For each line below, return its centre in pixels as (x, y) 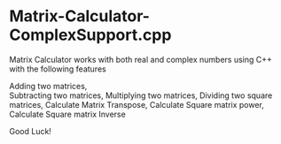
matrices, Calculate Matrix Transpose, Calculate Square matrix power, (137, 104)
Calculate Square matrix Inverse (67, 114)
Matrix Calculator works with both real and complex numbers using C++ (140, 59)
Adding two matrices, (48, 86)
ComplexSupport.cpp (90, 35)
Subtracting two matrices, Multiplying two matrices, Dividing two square (141, 95)
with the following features (58, 69)
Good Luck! (30, 131)
